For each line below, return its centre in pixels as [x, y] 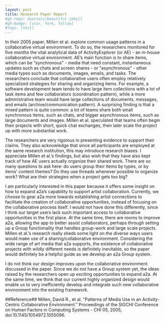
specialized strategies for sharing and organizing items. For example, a [77, 84]
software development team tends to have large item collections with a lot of [83, 89]
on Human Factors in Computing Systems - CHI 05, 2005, [64, 310]
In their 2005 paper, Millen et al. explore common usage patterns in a [75, 42]
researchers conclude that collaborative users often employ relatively [76, 79]
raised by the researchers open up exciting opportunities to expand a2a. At [81, 274]
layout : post [18, 10]
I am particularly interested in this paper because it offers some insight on [80, 186]
